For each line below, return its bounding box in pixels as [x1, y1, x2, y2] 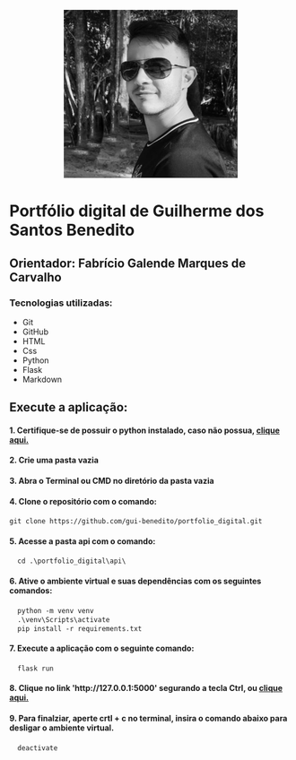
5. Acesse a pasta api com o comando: [9, 535, 156, 547]
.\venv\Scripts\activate [17, 615, 110, 624]
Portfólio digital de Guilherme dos [9, 201, 265, 221]
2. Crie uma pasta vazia [9, 454, 99, 466]
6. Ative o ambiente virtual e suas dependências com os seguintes [9, 575, 262, 587]
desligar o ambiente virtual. [9, 722, 115, 733]
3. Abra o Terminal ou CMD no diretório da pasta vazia [9, 476, 214, 487]
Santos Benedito [9, 220, 135, 240]
